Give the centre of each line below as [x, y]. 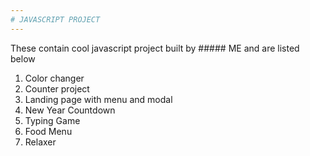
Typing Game [52, 120]
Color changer [54, 78]
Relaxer [40, 142]
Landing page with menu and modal [98, 99]
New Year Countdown [70, 110]
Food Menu [48, 131]
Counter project [57, 88]
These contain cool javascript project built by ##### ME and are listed [155, 48]
